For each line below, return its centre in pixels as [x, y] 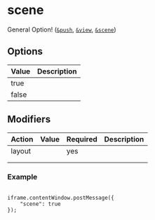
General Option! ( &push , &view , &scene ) [62, 29]
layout [21, 151]
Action [22, 139]
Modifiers [29, 119]
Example [22, 177]
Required [82, 139]
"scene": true [40, 204]
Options [25, 51]
